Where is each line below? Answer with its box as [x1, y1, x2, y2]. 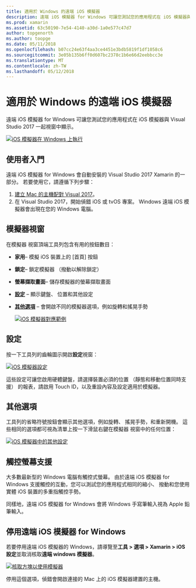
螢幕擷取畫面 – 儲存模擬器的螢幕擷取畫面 [14, 278, 111, 285]
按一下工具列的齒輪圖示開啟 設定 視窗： [6, 350, 98, 357]
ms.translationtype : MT [6, 57, 64, 63]
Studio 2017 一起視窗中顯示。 [6, 123, 77, 130]
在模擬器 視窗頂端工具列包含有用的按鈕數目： [6, 240, 115, 247]
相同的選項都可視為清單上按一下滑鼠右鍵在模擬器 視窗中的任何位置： [10, 425, 176, 433]
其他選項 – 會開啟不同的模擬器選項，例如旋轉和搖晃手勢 [14, 302, 148, 310]
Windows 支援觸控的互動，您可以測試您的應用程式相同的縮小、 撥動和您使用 [6, 481, 190, 488]
